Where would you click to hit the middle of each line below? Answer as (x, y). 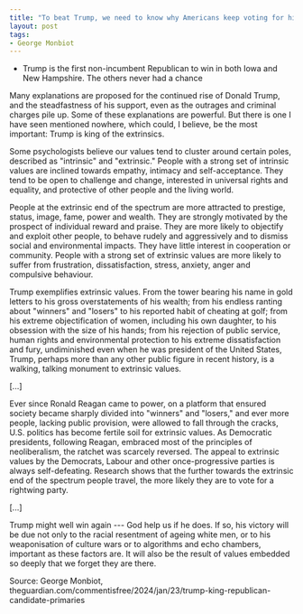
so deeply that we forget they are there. (83, 563)
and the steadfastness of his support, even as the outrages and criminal (143, 106)
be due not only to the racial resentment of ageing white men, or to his (140, 535)
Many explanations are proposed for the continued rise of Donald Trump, (145, 96)
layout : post (34, 26)
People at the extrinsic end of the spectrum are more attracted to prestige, (147, 208)
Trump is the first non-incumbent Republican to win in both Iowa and (150, 69)
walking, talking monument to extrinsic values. (96, 369)
